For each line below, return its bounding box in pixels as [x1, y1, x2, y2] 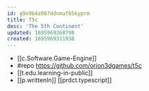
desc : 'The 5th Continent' [7, 23, 84, 29]
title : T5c [7, 16, 38, 23]
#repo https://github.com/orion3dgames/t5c [16, 62, 142, 70]
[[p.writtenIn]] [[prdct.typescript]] [16, 76, 112, 84]
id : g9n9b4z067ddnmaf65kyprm [7, 10, 90, 17]
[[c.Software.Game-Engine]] [16, 54, 97, 62]
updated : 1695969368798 [7, 29, 75, 36]
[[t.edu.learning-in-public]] [16, 69, 94, 77]
